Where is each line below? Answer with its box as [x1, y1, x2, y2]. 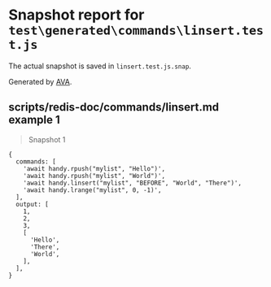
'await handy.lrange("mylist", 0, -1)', [23, 185, 162, 194]
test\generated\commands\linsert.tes [8, 23, 264, 38]
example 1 [8, 113, 61, 127]
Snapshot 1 [28, 134, 66, 144]
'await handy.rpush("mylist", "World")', [23, 172, 165, 180]
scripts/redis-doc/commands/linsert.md [8, 100, 220, 115]
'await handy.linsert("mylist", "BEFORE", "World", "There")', [23, 179, 243, 187]
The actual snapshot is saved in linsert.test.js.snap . [8, 61, 191, 71]
